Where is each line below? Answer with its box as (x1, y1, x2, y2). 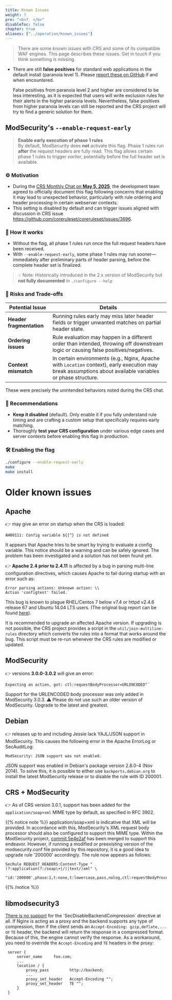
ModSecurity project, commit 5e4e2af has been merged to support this (5, 836, 156, 842)
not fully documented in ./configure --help (17, 278, 113, 284)
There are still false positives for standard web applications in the (12, 66, 152, 72)
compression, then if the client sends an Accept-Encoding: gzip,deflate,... (5, 924, 167, 930)
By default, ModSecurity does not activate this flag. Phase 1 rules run (17, 142, 164, 148)
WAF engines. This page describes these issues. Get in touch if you (17, 51, 161, 57)
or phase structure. (52, 374, 99, 381)
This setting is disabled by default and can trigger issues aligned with (12, 205, 159, 211)
